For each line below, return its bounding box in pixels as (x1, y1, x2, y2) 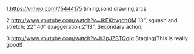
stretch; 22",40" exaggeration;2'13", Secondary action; (6, 23, 144, 30)
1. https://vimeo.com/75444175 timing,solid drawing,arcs (6, 5, 147, 12)
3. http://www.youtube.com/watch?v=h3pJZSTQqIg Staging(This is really (6, 35, 188, 41)
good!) (6, 41, 23, 48)
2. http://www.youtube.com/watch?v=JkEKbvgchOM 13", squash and (6, 17, 178, 23)
